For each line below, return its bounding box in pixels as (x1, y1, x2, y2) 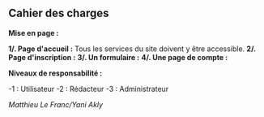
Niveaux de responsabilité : (8, 68, 103, 78)
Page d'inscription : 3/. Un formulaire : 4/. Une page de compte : (8, 52, 228, 62)
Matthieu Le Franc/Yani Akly (8, 99, 104, 109)
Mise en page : (8, 28, 59, 37)
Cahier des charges (8, 6, 109, 20)
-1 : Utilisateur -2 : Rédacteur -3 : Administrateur (8, 84, 169, 93)
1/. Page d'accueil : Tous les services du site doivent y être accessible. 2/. (8, 44, 257, 54)
